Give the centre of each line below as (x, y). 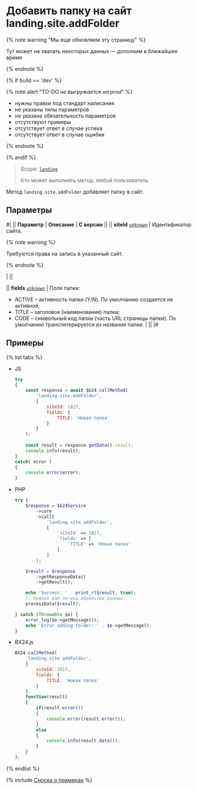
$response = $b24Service (56, 506)
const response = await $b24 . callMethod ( (77, 391)
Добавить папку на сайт (69, 11)
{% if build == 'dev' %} (34, 80)
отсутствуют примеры (43, 122)
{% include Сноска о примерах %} (49, 780)
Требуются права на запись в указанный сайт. (65, 253)
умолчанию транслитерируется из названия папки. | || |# (86, 324)
